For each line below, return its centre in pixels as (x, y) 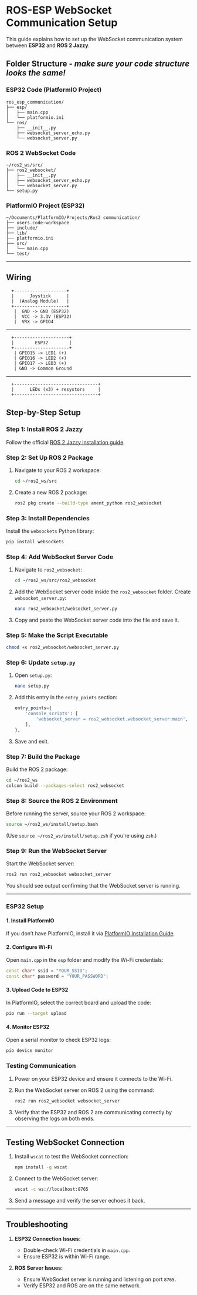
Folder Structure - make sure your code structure (98, 64)
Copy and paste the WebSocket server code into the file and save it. (97, 620)
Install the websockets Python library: (50, 531)
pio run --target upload (36, 1014)
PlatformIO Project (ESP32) (45, 205)
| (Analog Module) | (40, 301)
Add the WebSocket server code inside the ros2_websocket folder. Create (103, 592)
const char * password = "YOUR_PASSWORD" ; (57, 977)
